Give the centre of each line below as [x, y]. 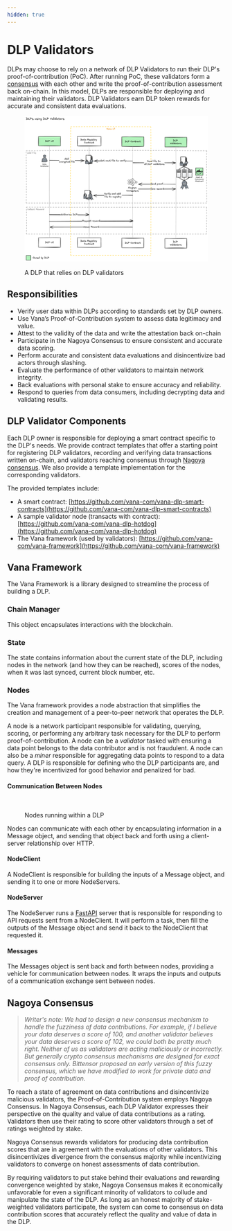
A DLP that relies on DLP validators [74, 273]
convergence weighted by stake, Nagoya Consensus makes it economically [115, 1185]
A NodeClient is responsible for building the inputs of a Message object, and [116, 874]
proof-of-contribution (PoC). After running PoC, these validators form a [108, 76]
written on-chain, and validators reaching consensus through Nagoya [106, 460]
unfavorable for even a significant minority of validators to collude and [107, 1192]
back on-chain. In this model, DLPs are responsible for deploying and [106, 91]
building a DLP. [29, 592]
